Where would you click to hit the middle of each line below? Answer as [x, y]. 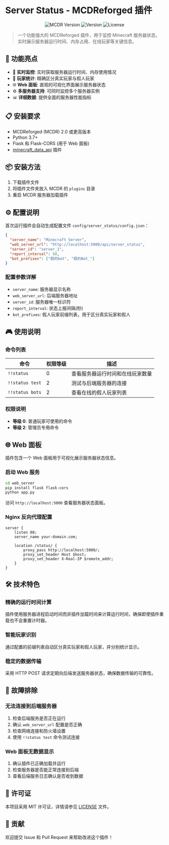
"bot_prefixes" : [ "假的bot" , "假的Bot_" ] [52, 259]
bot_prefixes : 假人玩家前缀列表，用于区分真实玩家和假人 [71, 314]
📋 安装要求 [23, 116]
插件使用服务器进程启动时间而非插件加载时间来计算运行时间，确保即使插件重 [84, 614]
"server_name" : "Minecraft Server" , [48, 240]
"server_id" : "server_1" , [37, 249]
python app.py [20, 492]
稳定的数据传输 [23, 661]
